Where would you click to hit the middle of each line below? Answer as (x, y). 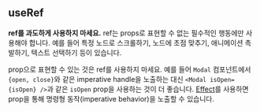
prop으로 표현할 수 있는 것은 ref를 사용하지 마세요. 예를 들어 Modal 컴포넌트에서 (130, 69)
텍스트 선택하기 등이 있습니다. (76, 52)
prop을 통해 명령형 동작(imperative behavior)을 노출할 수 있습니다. (111, 98)
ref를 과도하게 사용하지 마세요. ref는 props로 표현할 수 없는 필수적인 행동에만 (126, 33)
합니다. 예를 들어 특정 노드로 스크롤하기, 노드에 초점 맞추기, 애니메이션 (136, 43)
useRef (26, 13)
